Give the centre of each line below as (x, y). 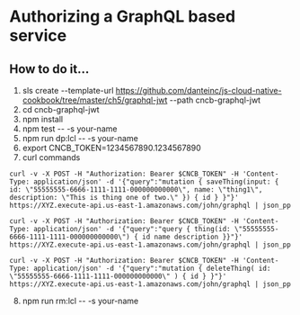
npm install (43, 119)
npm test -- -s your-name (70, 129)
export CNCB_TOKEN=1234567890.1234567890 (112, 148)
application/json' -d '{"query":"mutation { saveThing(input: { (156, 182)
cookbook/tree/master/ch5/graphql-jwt (95, 100)
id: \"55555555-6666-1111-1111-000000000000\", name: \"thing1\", (136, 190)
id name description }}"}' (193, 237)
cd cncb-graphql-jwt (61, 109)
